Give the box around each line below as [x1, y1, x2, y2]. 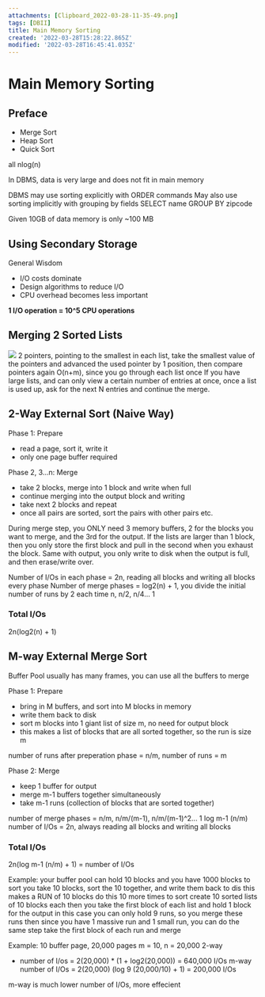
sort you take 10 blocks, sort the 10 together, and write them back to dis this [8, 883, 256, 892]
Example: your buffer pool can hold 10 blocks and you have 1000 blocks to [8, 874, 251, 884]
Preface [8, 106, 48, 120]
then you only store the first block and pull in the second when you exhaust [8, 540, 254, 550]
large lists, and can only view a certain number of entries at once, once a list [8, 375, 257, 385]
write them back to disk [19, 710, 97, 719]
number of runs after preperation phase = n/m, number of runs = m [8, 750, 227, 760]
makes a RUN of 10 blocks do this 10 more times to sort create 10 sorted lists [8, 892, 258, 901]
